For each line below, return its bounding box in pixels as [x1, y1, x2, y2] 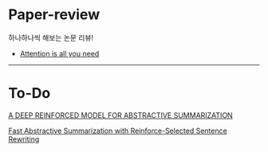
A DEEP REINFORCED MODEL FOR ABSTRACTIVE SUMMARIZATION [8, 110, 233, 120]
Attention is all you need [19, 49, 100, 58]
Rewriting [8, 134, 40, 144]
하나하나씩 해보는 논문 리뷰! [8, 33, 94, 42]
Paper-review [8, 6, 100, 24]
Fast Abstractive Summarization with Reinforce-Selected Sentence [8, 126, 227, 135]
